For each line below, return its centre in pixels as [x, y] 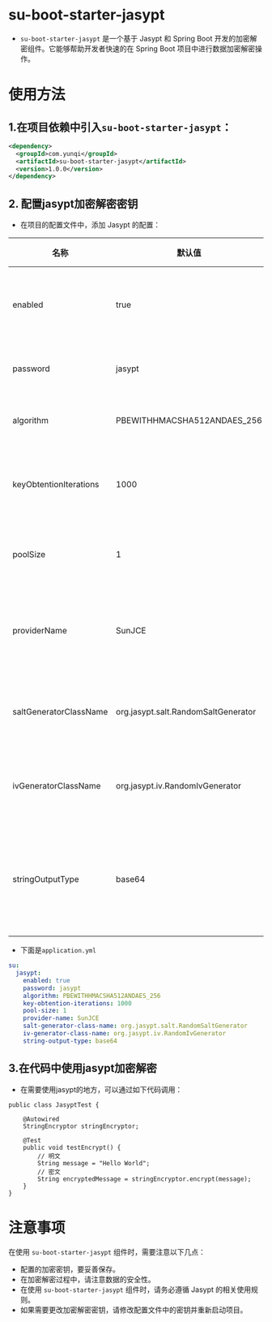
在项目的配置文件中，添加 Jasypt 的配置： [90, 225]
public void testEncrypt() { [72, 1147]
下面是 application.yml [58, 950]
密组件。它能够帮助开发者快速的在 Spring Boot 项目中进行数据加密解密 [138, 48]
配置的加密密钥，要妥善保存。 [70, 1269]
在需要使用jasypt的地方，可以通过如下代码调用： [101, 1089]
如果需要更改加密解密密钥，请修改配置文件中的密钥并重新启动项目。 [134, 1310]
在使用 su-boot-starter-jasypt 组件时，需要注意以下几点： [107, 1251]
